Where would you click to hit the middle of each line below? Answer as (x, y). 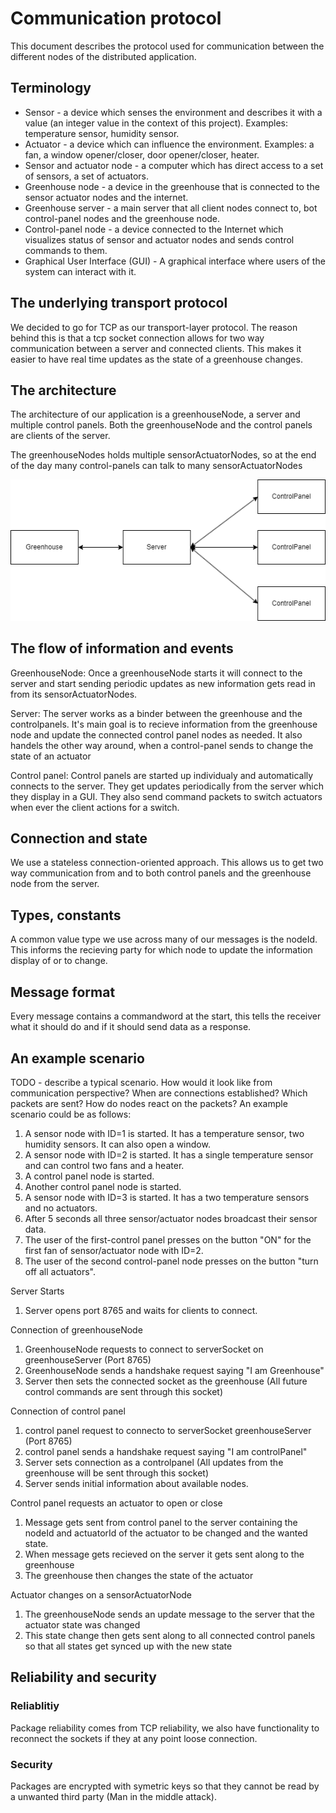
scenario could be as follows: (71, 1114)
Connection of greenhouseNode (76, 1329)
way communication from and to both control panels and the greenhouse (161, 873)
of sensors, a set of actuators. (87, 176)
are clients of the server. (60, 436)
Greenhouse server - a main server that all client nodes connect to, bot (171, 208)
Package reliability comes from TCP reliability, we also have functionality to (165, 1728)
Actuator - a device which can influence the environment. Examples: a (169, 144)
